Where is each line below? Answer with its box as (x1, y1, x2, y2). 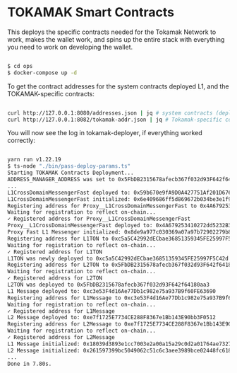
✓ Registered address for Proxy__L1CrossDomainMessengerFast (7, 215, 191, 223)
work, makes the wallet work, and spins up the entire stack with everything (7, 35, 225, 43)
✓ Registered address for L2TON (7, 275, 102, 282)
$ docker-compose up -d (7, 69, 78, 76)
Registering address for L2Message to (7, 321, 121, 328)
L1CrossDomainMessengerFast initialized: (7, 195, 131, 202)
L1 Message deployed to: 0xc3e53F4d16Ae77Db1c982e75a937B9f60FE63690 (7, 287, 217, 294)
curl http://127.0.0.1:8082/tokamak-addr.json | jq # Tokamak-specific (7, 116, 222, 123)
